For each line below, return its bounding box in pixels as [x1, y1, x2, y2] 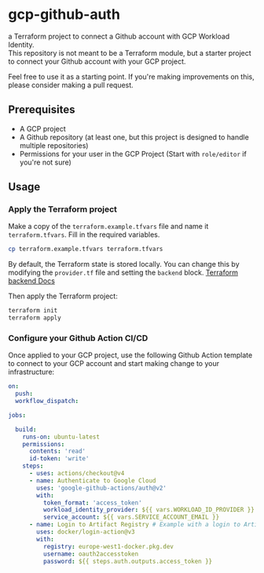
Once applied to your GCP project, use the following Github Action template [8, 350, 253, 360]
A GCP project [19, 124, 67, 133]
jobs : [8, 411, 26, 419]
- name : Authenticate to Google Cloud [28, 476, 156, 485]
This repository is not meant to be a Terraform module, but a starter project [8, 48, 251, 57]
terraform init [8, 307, 58, 315]
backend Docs [8, 276, 55, 286]
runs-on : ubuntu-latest [22, 433, 101, 441]
